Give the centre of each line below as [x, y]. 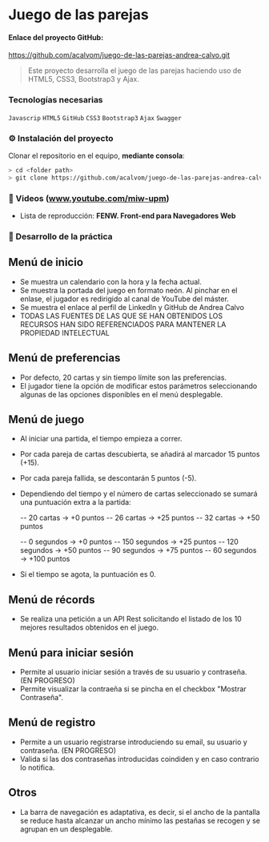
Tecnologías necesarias [56, 100]
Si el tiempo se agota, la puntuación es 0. [88, 574]
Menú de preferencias [64, 358]
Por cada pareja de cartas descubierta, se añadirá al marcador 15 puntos [140, 454]
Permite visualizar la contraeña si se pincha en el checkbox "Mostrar [133, 689]
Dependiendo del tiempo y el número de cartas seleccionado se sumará [139, 494]
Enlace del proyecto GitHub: [56, 37]
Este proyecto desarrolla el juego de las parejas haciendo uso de [134, 71]
